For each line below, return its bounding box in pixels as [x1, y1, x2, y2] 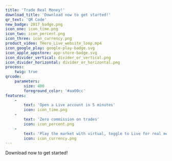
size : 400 [24, 83, 45, 88]
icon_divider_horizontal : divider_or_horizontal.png [5, 60, 120, 65]
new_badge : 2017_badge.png [5, 21, 63, 27]
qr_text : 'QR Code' [5, 17, 47, 22]
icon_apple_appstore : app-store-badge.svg [5, 50, 97, 55]
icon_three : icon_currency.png [5, 36, 72, 41]
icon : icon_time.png [24, 107, 68, 112]
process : [5, 64, 24, 70]
